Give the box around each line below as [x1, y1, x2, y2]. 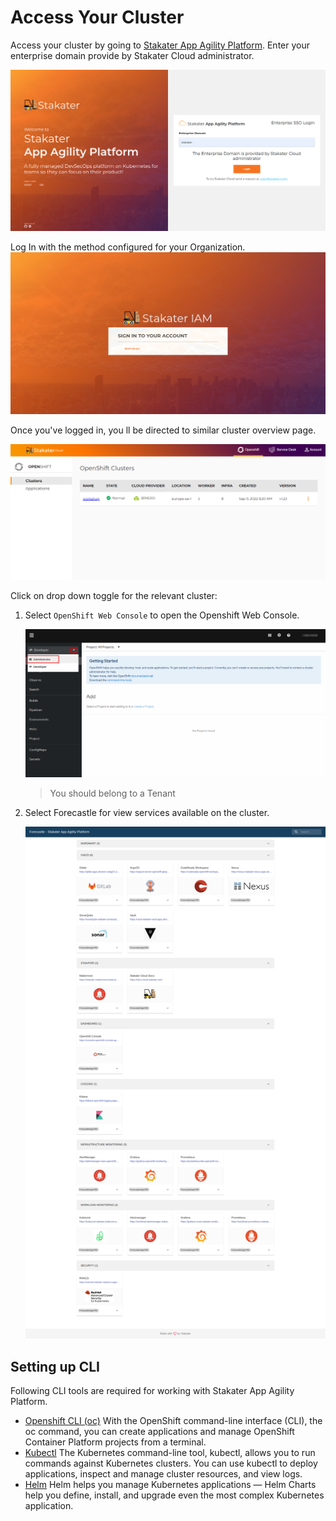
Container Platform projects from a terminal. [24, 1436, 207, 1448]
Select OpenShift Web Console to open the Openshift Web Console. [24, 609, 300, 621]
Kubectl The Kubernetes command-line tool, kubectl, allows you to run [24, 1446, 316, 1458]
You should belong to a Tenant [49, 787, 176, 799]
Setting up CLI [10, 1358, 101, 1375]
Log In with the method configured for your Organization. [10, 241, 246, 253]
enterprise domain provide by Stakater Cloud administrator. [10, 49, 255, 61]
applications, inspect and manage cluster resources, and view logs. [24, 1467, 303, 1480]
